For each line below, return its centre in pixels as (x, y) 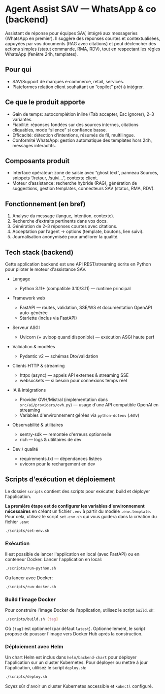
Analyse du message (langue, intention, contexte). (63, 216)
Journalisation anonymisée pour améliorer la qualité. (66, 237)
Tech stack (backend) (39, 252)
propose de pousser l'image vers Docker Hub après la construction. (74, 633)
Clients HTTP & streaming (38, 366)
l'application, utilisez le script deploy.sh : (46, 668)
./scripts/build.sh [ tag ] (32, 619)
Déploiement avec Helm (34, 646)
